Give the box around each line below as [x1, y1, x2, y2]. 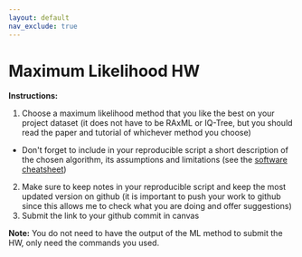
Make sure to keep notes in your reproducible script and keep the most [21, 182, 287, 193]
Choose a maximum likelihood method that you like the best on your [21, 108, 275, 119]
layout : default [8, 13, 70, 23]
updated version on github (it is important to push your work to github [21, 191, 281, 202]
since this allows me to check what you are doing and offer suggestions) [21, 201, 293, 212]
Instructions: [8, 90, 59, 101]
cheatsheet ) [21, 164, 67, 175]
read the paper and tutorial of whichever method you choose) [21, 128, 252, 138]
